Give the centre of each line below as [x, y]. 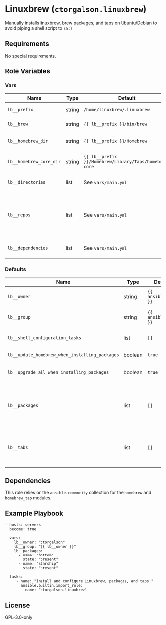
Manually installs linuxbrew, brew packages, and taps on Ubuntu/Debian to [81, 23]
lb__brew [18, 124]
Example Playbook [34, 513]
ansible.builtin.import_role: [52, 586]
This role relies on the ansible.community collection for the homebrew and [78, 492]
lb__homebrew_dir [28, 141]
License [18, 605]
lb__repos [19, 215]
